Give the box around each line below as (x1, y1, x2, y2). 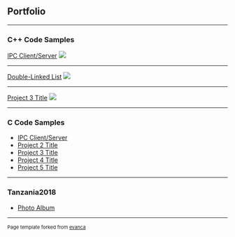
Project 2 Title (17, 141, 58, 149)
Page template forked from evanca (7, 224, 86, 231)
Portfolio (7, 6, 46, 18)
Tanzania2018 (7, 187, 57, 197)
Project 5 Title (17, 163, 58, 172)
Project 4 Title (17, 156, 58, 164)
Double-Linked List (7, 73, 62, 81)
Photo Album (17, 203, 55, 212)
